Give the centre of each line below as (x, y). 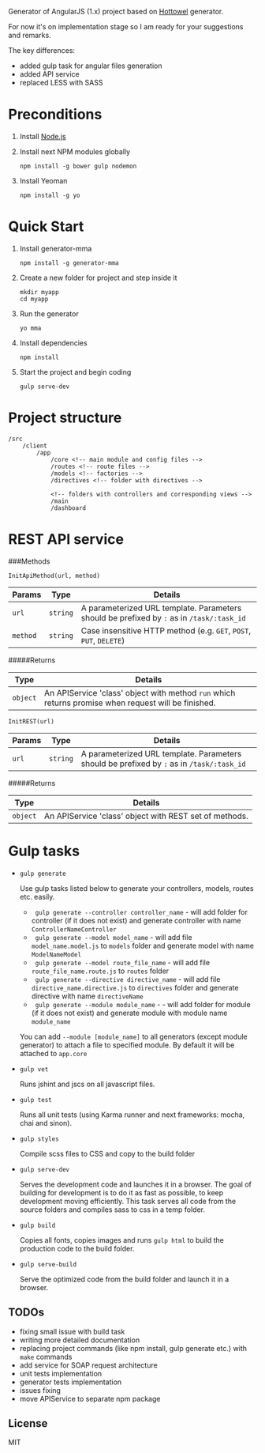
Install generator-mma (56, 248)
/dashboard (68, 508)
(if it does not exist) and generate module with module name (129, 1013)
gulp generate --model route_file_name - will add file (123, 962)
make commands (46, 1357)
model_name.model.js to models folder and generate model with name (143, 945)
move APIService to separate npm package (90, 1398)
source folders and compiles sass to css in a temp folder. (112, 1210)
